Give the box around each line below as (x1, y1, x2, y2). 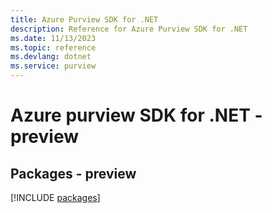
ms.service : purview (10, 61, 97, 71)
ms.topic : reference (10, 42, 97, 53)
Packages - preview (10, 165, 137, 182)
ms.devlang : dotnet (10, 52, 92, 62)
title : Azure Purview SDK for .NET (10, 14, 159, 25)
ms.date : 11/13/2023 (10, 33, 97, 43)
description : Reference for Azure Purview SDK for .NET (10, 24, 248, 34)
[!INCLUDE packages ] (10, 192, 101, 203)
